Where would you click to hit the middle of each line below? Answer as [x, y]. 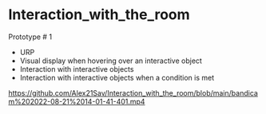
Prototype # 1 [30, 37]
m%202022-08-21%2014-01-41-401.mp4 [77, 101]
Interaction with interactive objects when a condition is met [117, 77]
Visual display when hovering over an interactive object [111, 61]
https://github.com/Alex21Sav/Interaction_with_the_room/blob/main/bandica [133, 92]
